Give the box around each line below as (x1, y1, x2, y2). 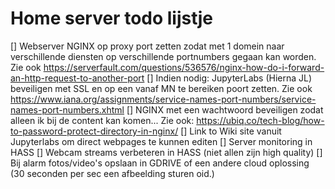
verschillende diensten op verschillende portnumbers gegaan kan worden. (10, 50, 317, 62)
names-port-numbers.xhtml (10, 103, 125, 116)
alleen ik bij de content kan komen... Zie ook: (10, 114, 195, 126)
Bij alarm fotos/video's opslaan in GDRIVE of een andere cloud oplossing (10, 157, 310, 169)
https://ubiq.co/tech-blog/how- (196, 114, 325, 126)
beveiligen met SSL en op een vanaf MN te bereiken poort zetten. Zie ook (10, 82, 313, 94)
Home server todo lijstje (10, 7, 213, 30)
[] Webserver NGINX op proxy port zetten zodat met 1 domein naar (10, 40, 285, 52)
